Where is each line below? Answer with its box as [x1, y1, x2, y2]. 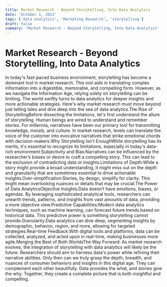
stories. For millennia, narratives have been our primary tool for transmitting [5, 122, 161, 128]
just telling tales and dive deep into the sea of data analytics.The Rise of [5, 106, 153, 112]
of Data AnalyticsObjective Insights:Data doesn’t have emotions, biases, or [5, 186, 159, 192]
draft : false [5, 21, 32, 26]
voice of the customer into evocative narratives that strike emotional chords [5, 133, 161, 139]
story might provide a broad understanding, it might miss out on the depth [5, 165, 157, 171]
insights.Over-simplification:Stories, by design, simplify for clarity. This [5, 175, 151, 181]
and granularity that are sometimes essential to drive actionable [5, 170, 136, 176]
